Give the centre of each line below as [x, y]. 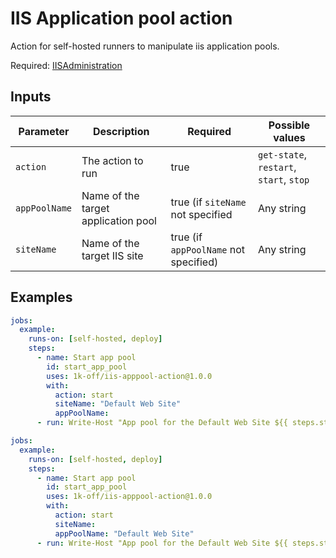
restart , [277, 167]
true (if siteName [208, 202]
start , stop [284, 179]
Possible [289, 125]
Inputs [31, 97]
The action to [112, 160]
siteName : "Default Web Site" [118, 404]
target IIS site [112, 255]
